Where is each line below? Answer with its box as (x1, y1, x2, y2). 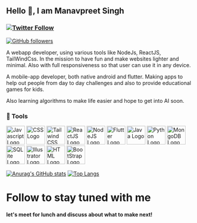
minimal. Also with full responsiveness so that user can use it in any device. (6, 61, 192, 68)
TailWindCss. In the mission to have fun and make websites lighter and (6, 55, 180, 62)
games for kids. (6, 86, 45, 93)
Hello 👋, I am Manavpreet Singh (6, 6, 124, 16)
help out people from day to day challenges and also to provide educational (6, 79, 192, 86)
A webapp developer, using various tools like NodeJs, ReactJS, (6, 49, 161, 56)
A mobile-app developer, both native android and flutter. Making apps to (6, 73, 183, 80)
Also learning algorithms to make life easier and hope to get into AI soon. (6, 97, 185, 104)
